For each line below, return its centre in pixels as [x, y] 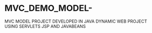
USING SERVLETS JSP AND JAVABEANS [45, 26]
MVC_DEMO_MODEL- [48, 8]
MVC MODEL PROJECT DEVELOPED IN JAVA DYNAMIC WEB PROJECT [76, 21]
